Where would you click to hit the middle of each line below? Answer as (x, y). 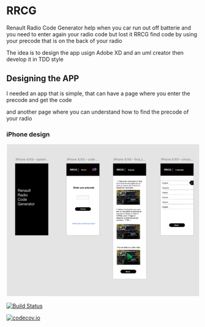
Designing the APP (43, 78)
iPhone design (28, 134)
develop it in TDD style (35, 59)
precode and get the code (39, 100)
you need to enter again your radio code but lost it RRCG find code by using (102, 34)
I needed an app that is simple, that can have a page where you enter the (99, 93)
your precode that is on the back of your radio (64, 41)
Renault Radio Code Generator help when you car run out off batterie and (99, 28)
